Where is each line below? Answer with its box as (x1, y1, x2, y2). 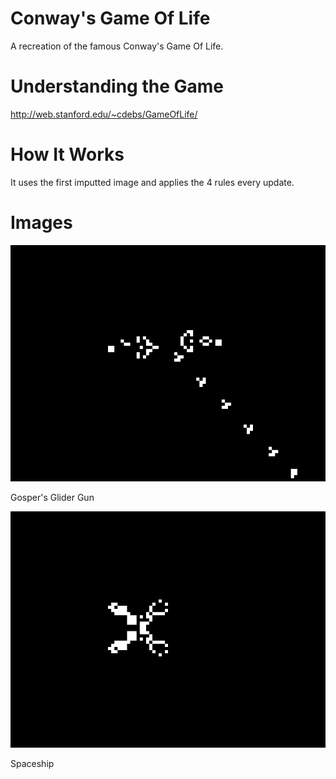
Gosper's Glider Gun (10, 491, 95, 503)
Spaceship (10, 757, 55, 769)
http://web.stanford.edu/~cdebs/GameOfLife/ (10, 108, 198, 120)
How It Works (10, 143, 125, 166)
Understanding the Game (10, 75, 224, 98)
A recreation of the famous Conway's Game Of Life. (10, 40, 224, 52)
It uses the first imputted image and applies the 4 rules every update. (10, 176, 295, 188)
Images (10, 212, 73, 234)
